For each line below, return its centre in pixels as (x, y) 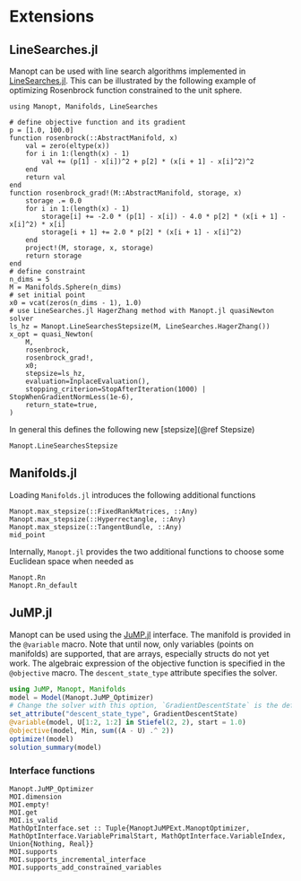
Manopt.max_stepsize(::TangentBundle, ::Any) (95, 527)
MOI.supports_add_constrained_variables (86, 868)
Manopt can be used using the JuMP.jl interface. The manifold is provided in (150, 634)
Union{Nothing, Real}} (52, 844)
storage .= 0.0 (54, 201)
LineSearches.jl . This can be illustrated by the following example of (133, 81)
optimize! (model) (42, 739)
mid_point (28, 535)
